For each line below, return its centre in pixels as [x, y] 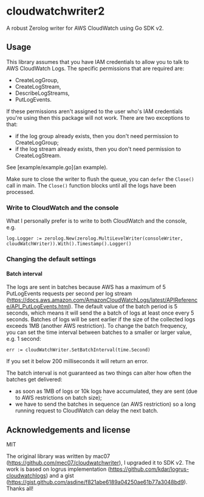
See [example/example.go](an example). [57, 167]
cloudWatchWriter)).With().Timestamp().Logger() [69, 244]
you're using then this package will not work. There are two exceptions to [98, 117]
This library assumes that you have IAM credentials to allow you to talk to [98, 61]
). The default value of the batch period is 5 [123, 307]
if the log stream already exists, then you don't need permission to [98, 149]
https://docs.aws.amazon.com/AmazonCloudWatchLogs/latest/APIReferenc [103, 300]
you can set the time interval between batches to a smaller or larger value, [99, 332]
